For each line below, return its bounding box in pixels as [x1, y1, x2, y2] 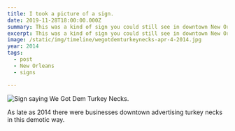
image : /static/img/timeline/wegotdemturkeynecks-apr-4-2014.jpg [7, 36, 201, 43]
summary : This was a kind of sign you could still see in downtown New [7, 23, 220, 30]
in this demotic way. [7, 115, 65, 123]
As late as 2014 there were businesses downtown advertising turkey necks [7, 108, 222, 116]
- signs [13, 69, 36, 76]
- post [13, 56, 33, 63]
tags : [7, 50, 23, 57]
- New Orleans [13, 62, 55, 69]
